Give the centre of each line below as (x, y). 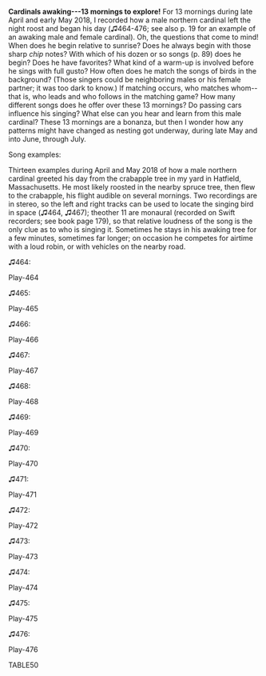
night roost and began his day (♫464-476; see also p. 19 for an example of (132, 28)
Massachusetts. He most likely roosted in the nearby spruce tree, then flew (132, 187)
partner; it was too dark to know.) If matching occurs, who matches (119, 88)
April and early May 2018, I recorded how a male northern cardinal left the (130, 20)
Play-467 (23, 370)
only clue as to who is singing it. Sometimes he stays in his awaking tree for (133, 230)
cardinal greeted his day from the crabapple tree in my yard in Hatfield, (125, 178)
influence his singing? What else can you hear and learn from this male (125, 114)
